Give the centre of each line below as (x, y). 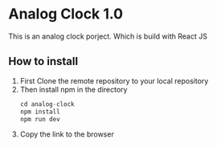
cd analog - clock (47, 104)
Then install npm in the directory (74, 89)
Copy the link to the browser (67, 134)
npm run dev (40, 119)
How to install (43, 61)
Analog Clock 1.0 (66, 14)
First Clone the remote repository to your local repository (114, 80)
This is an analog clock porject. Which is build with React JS (108, 36)
